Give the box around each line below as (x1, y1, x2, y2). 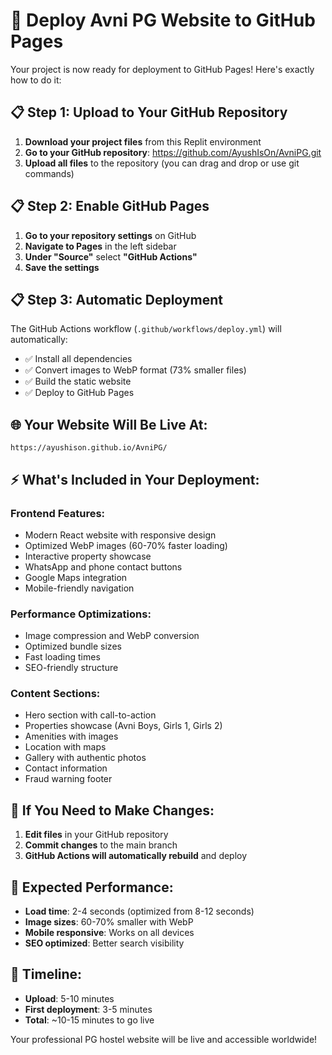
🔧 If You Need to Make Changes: (10, 802, 215, 819)
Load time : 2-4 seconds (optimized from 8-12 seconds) (24, 905, 255, 918)
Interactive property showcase (24, 550, 152, 562)
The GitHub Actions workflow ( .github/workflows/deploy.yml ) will (10, 323, 282, 335)
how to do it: (10, 74, 62, 86)
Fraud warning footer (24, 773, 113, 785)
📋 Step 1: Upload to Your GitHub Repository (10, 104, 288, 121)
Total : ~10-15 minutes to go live (24, 1014, 155, 1026)
